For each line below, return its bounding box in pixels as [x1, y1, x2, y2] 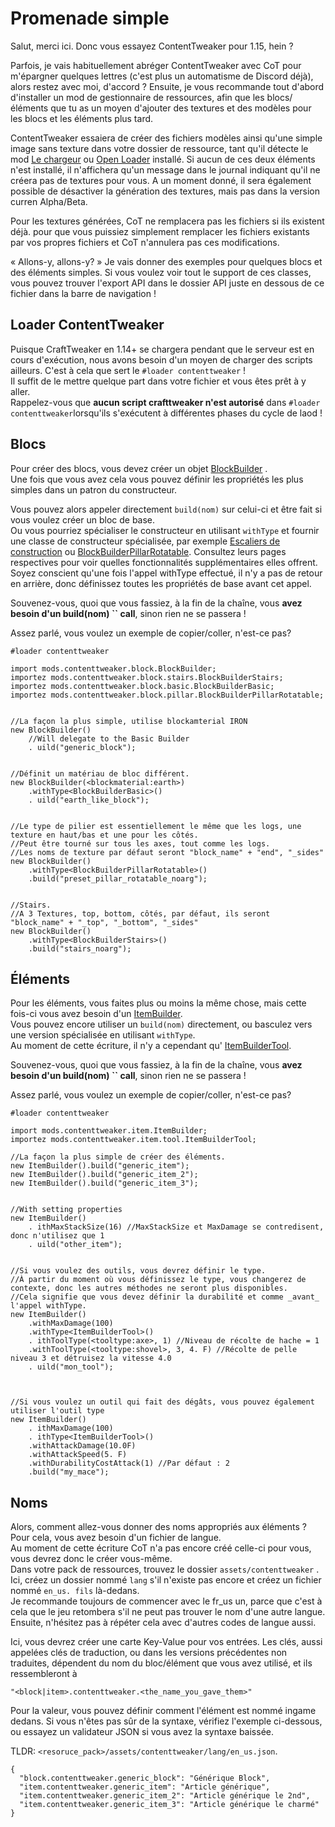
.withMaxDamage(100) [28, 1318, 114, 1329]
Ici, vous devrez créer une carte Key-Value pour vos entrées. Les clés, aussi [10, 1636, 323, 1648]
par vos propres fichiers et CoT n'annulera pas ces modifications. [10, 236, 280, 248]
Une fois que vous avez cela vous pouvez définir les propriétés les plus [10, 473, 304, 485]
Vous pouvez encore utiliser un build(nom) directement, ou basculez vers [10, 1018, 313, 1031]
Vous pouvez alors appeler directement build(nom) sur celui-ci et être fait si [10, 503, 323, 515]
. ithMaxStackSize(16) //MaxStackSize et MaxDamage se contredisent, [28, 1222, 325, 1232]
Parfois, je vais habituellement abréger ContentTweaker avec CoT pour [10, 59, 302, 71]
